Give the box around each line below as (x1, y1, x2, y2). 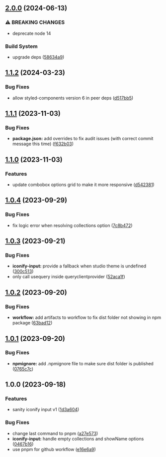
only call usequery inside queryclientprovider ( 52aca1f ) (12, 274, 125, 280)
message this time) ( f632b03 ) (12, 141, 74, 147)
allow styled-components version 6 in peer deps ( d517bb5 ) (12, 95, 134, 101)
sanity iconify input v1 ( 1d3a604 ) (12, 407, 80, 413)
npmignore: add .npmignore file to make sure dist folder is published (12, 360, 154, 366)
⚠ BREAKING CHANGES (5, 19, 65, 26)
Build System (5, 42, 38, 49)
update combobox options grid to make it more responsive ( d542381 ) (12, 182, 155, 188)
